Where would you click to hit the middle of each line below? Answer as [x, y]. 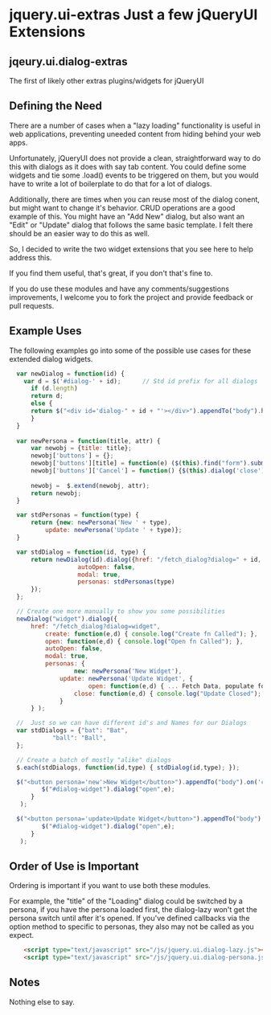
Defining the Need [56, 106]
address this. [31, 257]
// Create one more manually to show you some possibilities [121, 612]
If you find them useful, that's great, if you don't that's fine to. [111, 273]
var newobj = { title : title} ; [81, 448]
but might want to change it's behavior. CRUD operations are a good [122, 207]
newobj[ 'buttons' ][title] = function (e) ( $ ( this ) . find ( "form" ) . [140, 464]
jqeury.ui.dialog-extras [68, 61]
